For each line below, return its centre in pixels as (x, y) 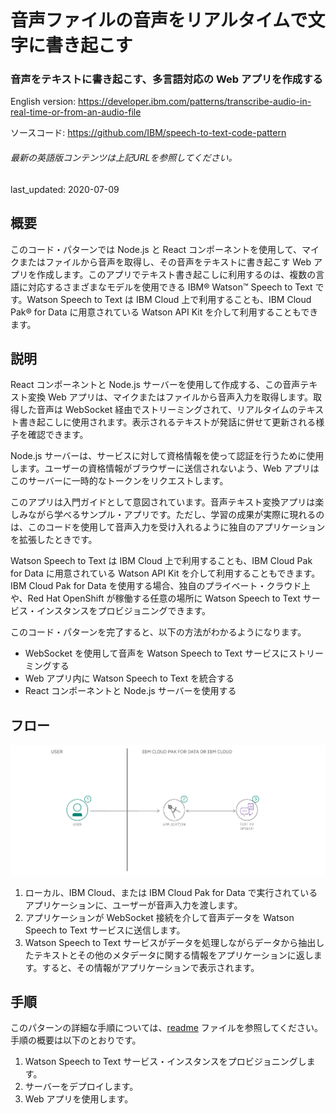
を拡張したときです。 (54, 540)
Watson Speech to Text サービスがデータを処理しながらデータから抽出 (170, 942)
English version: (43, 102)
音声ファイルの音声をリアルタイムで (159, 20)
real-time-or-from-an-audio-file (76, 112)
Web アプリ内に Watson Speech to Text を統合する (129, 678)
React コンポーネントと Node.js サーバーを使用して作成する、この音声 (155, 385)
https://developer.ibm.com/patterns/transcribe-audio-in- (195, 102)
